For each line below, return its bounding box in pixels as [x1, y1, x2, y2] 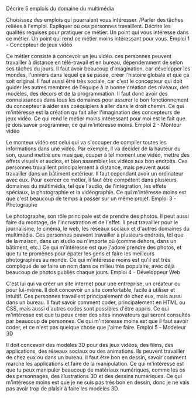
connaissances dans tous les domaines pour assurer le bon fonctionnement [6, 96, 189, 103]
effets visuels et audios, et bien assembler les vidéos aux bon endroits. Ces [6, 158, 188, 164]
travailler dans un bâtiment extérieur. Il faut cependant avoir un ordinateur [6, 170, 184, 177]
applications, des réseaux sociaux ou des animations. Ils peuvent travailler [6, 348, 185, 355]
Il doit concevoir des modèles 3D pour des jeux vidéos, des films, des [6, 342, 174, 348]
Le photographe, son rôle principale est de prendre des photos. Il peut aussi [6, 213, 189, 220]
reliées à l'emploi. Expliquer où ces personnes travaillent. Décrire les [6, 23, 171, 29]
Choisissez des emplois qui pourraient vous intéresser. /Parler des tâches [6, 16, 184, 23]
